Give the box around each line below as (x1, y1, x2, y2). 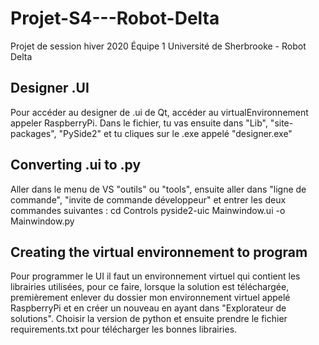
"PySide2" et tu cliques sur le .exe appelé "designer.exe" (58, 127, 293, 139)
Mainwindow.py (10, 215, 75, 227)
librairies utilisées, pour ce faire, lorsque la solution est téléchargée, (10, 281, 290, 293)
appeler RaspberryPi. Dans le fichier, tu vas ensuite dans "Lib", (10, 117, 268, 129)
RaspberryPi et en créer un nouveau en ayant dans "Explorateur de (10, 302, 287, 314)
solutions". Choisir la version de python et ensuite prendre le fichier (10, 313, 288, 325)
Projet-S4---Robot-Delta (10, 7, 220, 30)
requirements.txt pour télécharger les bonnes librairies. (10, 323, 238, 336)
